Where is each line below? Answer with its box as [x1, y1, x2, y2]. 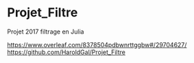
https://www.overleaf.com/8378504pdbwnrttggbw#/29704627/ [7, 40, 187, 49]
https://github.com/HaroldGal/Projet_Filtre [7, 48, 125, 56]
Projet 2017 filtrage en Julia [7, 27, 84, 36]
